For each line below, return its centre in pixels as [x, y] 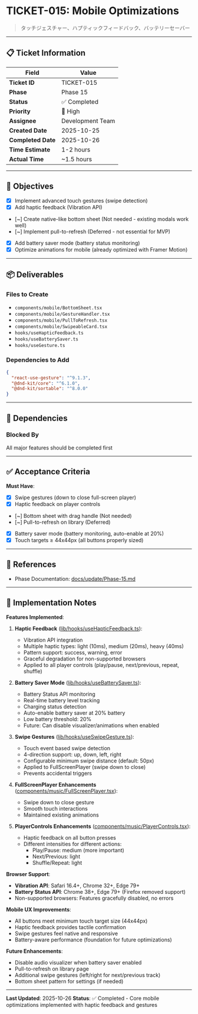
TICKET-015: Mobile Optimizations [93, 11]
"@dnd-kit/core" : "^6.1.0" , [46, 383]
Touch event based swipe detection [67, 748]
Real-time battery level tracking [62, 700]
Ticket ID [22, 82]
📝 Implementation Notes [51, 603]
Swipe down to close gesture [59, 802]
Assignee [23, 121]
